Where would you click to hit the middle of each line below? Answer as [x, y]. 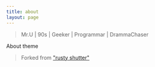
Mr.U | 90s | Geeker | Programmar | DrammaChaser [85, 34]
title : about [23, 12]
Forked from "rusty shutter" [55, 57]
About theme [22, 46]
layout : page [23, 17]
